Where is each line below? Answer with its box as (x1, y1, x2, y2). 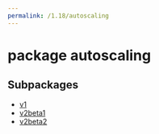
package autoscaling (7, 46, 151, 64)
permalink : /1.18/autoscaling (7, 11, 110, 20)
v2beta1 (19, 108, 46, 117)
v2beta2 (19, 116, 48, 126)
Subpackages (7, 78, 78, 92)
